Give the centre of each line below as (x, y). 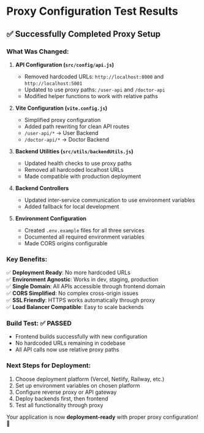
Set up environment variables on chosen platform (77, 385)
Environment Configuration (51, 218)
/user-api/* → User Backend (62, 132)
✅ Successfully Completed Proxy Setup (84, 34)
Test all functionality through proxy (59, 405)
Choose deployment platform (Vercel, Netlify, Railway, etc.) (90, 379)
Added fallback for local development (72, 206)
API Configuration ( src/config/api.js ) (65, 64)
